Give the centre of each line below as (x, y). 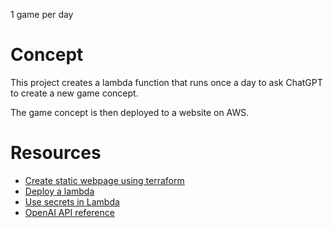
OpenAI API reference (69, 212)
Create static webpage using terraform (104, 180)
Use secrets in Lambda (72, 201)
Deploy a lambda (59, 191)
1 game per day (42, 14)
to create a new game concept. (74, 93)
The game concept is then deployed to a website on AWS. (130, 112)
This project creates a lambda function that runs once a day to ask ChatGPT (166, 82)
